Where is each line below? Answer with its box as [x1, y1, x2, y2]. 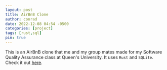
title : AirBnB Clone [5, 12, 49, 17]
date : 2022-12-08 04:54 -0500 [5, 21, 69, 26]
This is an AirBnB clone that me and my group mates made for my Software [5, 48, 162, 55]
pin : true [5, 35, 26, 40]
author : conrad [5, 16, 37, 21]
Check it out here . [5, 59, 43, 65]
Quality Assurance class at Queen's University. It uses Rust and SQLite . [5, 54, 153, 60]
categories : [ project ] [5, 26, 53, 31]
